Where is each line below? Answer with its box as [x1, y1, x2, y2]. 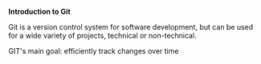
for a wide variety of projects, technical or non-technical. [8, 31, 197, 40]
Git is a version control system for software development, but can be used [8, 22, 254, 31]
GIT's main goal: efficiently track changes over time [8, 46, 179, 55]
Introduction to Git [8, 7, 71, 16]
